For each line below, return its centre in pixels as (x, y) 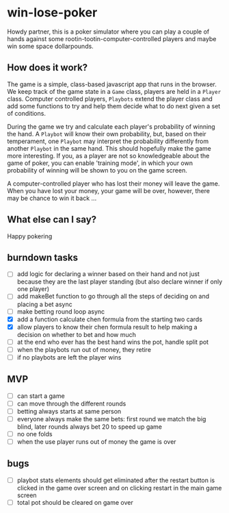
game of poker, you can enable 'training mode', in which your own (100, 163)
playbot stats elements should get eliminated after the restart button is (116, 480)
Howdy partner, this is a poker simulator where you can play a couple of (108, 32)
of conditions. (27, 113)
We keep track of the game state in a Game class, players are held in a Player (114, 91)
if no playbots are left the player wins (69, 357)
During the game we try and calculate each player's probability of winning (111, 126)
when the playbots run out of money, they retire (84, 349)
